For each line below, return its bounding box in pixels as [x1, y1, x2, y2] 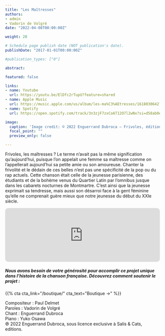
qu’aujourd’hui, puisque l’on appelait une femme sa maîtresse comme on [5, 156, 152, 162]
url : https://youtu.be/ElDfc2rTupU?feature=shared [9, 92, 115, 97]
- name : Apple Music [5, 97, 48, 102]
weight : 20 [5, 34, 27, 39]
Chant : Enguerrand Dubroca [5, 310, 63, 316]
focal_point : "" [9, 129, 43, 134]
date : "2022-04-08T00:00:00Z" [5, 26, 67, 31]
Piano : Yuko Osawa [5, 315, 46, 321]
